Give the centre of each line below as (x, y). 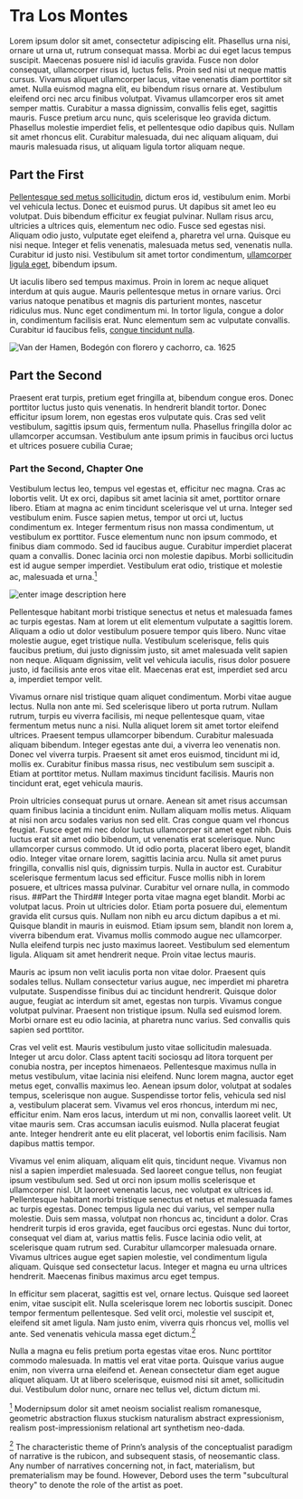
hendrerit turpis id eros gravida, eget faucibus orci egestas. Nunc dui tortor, (150, 1228)
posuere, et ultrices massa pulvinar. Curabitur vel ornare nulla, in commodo (150, 887)
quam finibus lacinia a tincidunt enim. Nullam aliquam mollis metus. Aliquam (150, 810)
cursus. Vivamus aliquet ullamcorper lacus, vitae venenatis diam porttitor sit (151, 79)
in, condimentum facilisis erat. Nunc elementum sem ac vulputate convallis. (150, 320)
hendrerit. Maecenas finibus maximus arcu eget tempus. (114, 1276)
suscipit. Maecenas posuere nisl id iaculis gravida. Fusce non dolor (134, 60)
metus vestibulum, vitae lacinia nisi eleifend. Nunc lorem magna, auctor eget (151, 1076)
